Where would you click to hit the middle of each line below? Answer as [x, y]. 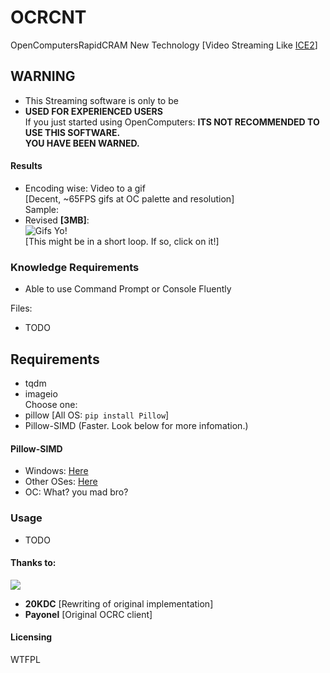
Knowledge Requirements [75, 267]
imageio [41, 394]
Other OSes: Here [61, 482]
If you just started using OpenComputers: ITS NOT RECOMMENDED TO [172, 122]
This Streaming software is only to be [101, 100]
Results [26, 166]
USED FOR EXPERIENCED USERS [93, 111]
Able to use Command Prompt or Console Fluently [128, 289]
